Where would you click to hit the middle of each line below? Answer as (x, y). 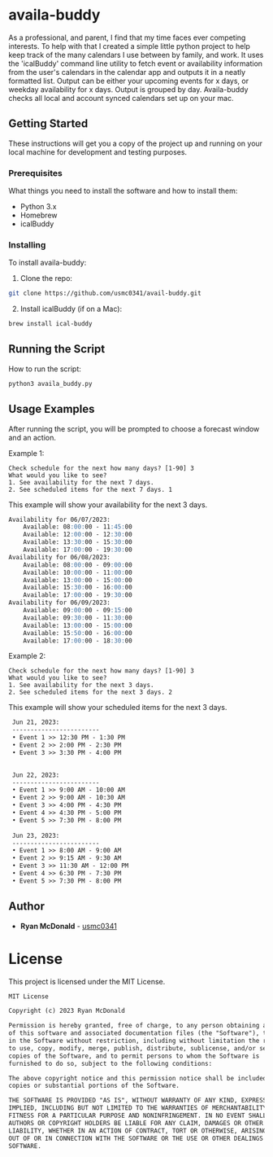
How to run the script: (45, 369)
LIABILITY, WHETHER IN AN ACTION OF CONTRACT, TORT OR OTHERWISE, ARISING (138, 1131)
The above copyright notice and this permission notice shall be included (138, 1078)
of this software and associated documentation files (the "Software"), (134, 1033)
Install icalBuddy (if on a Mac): (71, 309)
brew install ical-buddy (50, 324)
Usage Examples (52, 409)
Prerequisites (35, 173)
